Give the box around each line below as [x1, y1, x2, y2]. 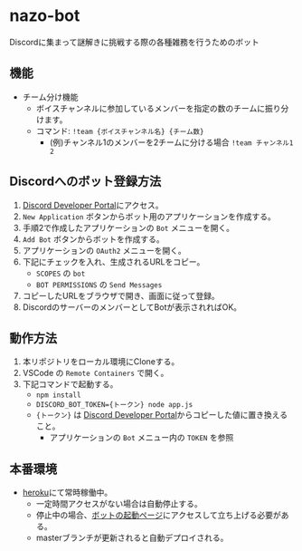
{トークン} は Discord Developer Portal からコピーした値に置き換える [35, 410, 288, 420]
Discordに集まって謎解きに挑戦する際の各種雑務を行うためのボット [9, 36, 260, 47]
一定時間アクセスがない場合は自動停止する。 [35, 498, 203, 509]
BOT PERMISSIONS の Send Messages [35, 278, 163, 290]
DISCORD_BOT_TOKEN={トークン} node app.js [35, 401, 193, 410]
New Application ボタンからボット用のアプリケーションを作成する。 [22, 210, 276, 222]
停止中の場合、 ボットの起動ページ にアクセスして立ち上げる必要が [35, 509, 282, 521]
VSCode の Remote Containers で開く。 [22, 368, 169, 379]
